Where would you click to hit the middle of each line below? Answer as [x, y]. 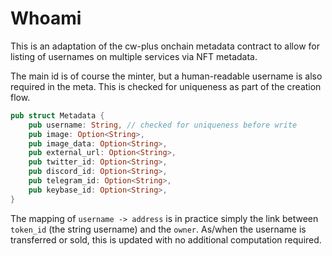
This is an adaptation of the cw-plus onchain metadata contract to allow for [165, 46]
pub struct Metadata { [57, 115]
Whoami [46, 18]
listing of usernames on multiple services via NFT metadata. [134, 56]
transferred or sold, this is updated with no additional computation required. [166, 239]
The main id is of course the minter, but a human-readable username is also [166, 76]
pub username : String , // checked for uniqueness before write [163, 125]
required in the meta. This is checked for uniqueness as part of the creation [166, 86]
